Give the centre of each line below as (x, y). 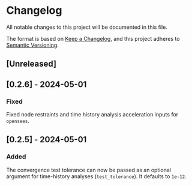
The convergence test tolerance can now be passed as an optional (89, 170)
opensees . (18, 121)
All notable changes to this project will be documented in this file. (87, 27)
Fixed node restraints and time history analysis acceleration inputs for (92, 115)
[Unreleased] (31, 64)
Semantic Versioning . (32, 45)
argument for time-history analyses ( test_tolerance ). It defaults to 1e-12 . (97, 176)
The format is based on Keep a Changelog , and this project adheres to (93, 38)
